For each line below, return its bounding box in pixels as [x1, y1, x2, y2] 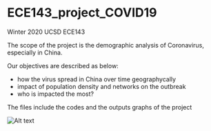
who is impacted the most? [17, 90, 94, 98]
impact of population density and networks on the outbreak [17, 82, 186, 90]
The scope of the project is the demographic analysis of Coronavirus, [7, 41, 205, 49]
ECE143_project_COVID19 [7, 5, 157, 21]
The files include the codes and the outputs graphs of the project [7, 103, 192, 111]
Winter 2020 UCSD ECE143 [7, 28, 86, 36]
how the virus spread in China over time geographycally [17, 74, 177, 83]
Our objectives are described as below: [7, 61, 119, 70]
